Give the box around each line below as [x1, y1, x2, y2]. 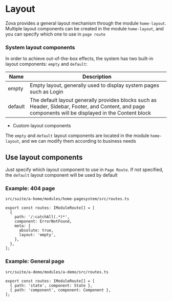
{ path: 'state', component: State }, [10, 283, 93, 288]
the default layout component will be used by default [5, 172, 118, 178]
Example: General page [5, 258, 64, 265]
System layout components [5, 44, 75, 51]
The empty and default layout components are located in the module [5, 133, 149, 139]
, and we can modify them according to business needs [18, 138, 137, 144]
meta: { [14, 223, 31, 229]
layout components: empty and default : [5, 61, 88, 67]
